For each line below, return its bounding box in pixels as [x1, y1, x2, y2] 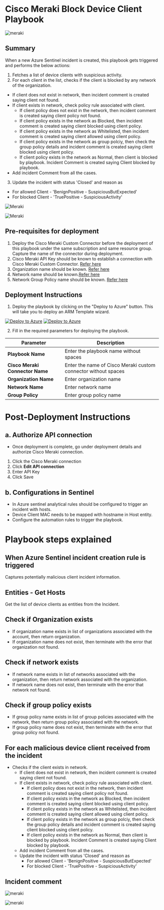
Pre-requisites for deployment [5, 227, 99, 235]
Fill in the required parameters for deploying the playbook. [12, 328, 129, 334]
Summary [5, 44, 36, 52]
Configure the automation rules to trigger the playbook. [12, 517, 123, 523]
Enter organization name [64, 376, 121, 383]
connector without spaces [64, 368, 125, 375]
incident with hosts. [12, 507, 52, 513]
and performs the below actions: [5, 62, 71, 68]
